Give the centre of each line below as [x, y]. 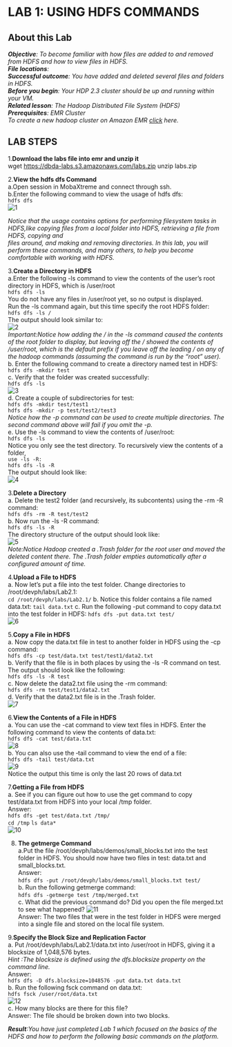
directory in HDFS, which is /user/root [61, 285]
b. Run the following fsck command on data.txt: [75, 987]
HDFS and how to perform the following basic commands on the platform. [114, 1036]
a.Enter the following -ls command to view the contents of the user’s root [112, 278]
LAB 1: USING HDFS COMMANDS [104, 12]
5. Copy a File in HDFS [39, 634]
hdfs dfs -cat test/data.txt [50, 739]
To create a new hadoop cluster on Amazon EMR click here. [93, 120]
